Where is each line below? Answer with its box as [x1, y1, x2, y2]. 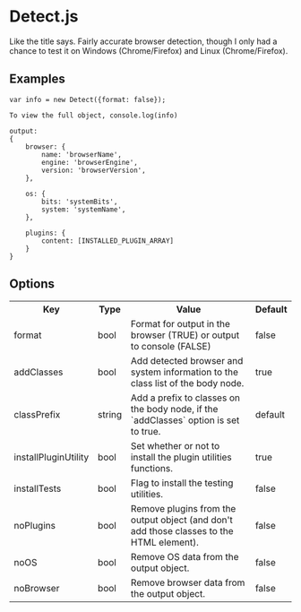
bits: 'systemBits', [41, 197, 118, 206]
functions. [130, 461, 173, 474]
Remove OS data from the [130, 550, 239, 563]
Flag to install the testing [130, 477, 234, 489]
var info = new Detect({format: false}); [9, 95, 167, 104]
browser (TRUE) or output [130, 329, 240, 341]
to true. [130, 425, 161, 437]
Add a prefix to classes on [130, 392, 240, 404]
